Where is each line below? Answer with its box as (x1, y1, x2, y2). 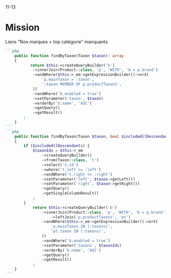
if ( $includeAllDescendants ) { (23, 143, 90, 148)
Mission (5, 22, 40, 34)
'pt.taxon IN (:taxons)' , (50, 229, 106, 234)
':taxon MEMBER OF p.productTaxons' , (41, 82, 122, 87)
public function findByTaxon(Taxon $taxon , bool (14, 134, 120, 139)
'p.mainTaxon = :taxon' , (41, 77, 95, 82)
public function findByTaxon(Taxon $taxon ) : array (14, 53, 124, 58)
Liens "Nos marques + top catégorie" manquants (5, 38, 108, 44)
